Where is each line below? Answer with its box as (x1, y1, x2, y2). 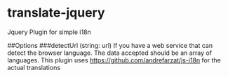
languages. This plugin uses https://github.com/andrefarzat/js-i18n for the (7, 55, 221, 64)
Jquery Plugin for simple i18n (7, 28, 91, 36)
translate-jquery (7, 5, 105, 21)
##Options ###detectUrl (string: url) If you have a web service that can (7, 41, 213, 49)
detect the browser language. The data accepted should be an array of (7, 49, 213, 57)
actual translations (7, 63, 61, 71)
